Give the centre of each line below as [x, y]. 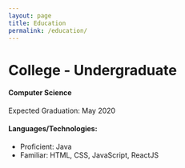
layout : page [30, 16]
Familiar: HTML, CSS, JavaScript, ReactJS [89, 155]
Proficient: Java [46, 146]
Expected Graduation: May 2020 [62, 110]
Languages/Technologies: [53, 129]
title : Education [37, 23]
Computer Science [40, 93]
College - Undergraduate [93, 70]
